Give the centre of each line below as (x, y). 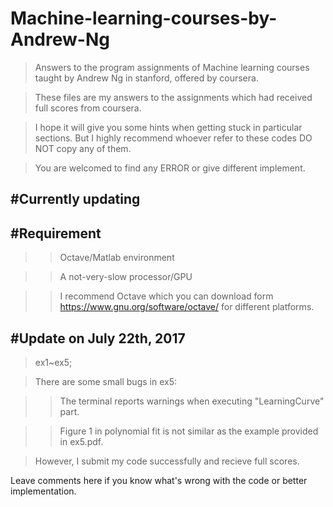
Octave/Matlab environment (117, 258)
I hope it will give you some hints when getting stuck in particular (168, 127)
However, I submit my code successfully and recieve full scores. (167, 461)
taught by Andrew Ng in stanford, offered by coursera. (146, 78)
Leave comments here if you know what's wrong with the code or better (159, 480)
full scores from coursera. (88, 108)
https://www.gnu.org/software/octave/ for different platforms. (187, 307)
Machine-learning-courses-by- (144, 18)
